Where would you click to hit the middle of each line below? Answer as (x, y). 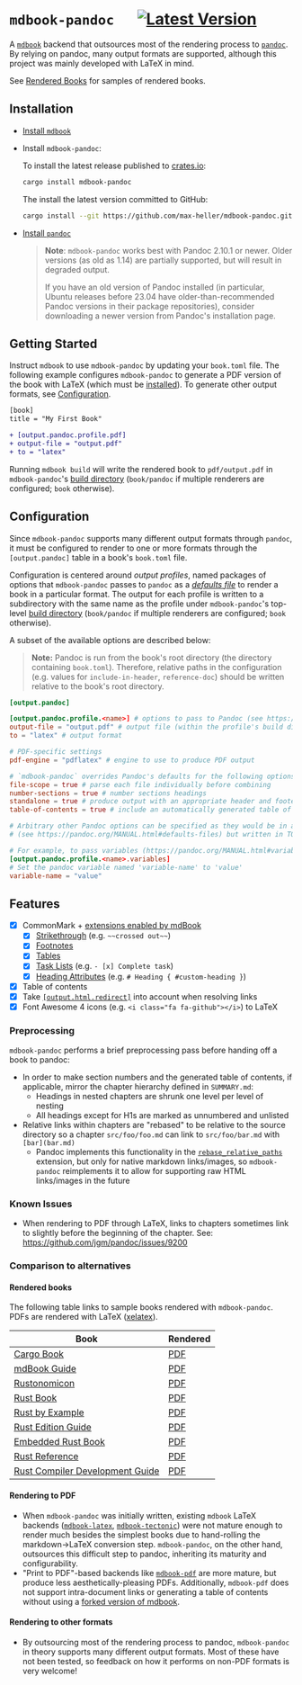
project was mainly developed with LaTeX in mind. (102, 63)
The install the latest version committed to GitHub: (115, 199)
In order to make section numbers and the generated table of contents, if (157, 1077)
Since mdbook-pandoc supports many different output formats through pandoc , (151, 538)
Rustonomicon (44, 1384)
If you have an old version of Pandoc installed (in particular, (155, 287)
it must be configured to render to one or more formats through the (133, 548)
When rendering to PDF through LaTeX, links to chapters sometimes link (155, 1223)
